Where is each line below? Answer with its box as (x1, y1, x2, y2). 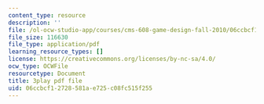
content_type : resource (8, 11, 86, 20)
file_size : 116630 (8, 33, 68, 41)
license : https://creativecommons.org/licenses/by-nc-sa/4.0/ (8, 56, 216, 63)
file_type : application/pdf (8, 41, 101, 48)
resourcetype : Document (8, 70, 86, 77)
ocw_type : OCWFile (8, 63, 68, 70)
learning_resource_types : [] (8, 48, 104, 56)
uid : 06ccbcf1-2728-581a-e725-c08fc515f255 (8, 84, 153, 92)
